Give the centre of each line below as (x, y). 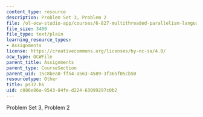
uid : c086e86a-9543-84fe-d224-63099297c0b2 (62, 90)
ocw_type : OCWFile (29, 57)
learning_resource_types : (39, 40)
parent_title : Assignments (40, 62)
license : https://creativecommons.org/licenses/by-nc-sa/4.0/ (86, 51)
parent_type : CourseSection (42, 68)
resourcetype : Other (32, 79)
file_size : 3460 (27, 29)
